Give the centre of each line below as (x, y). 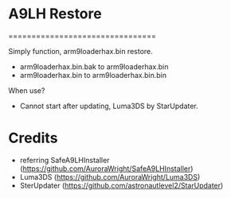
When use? (27, 90)
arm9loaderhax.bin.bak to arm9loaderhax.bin (94, 66)
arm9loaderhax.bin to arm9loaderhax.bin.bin (93, 75)
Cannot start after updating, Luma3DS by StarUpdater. (109, 106)
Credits (33, 138)
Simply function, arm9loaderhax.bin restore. (80, 51)
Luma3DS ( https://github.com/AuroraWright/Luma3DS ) (110, 177)
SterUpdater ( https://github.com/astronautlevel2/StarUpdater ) (121, 185)
